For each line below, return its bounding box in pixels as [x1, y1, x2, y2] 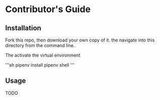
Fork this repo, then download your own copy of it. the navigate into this [5, 37, 155, 43]
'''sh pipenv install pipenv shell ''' [5, 62, 75, 68]
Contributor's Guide [5, 4, 91, 15]
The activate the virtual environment [5, 52, 81, 58]
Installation [5, 24, 41, 32]
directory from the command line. [5, 42, 75, 48]
